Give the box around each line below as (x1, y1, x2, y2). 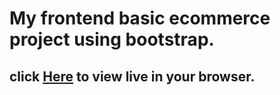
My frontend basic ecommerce (9, 7, 271, 30)
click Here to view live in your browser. (9, 68, 256, 85)
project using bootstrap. (9, 28, 215, 51)
